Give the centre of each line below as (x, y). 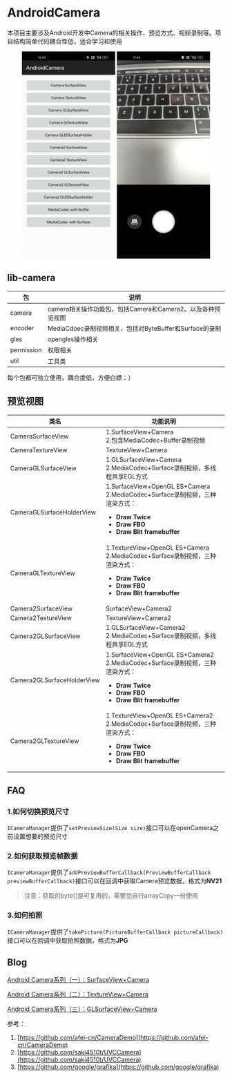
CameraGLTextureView (43, 573)
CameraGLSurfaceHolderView (53, 512)
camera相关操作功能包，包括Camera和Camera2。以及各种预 (134, 309)
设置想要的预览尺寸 (40, 836)
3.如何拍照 (25, 915)
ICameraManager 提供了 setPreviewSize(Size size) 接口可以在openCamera (110, 828)
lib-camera (31, 278)
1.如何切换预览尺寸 (38, 811)
